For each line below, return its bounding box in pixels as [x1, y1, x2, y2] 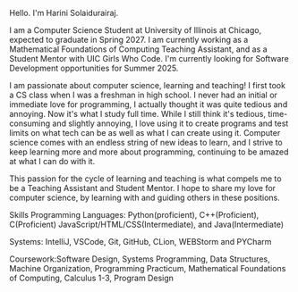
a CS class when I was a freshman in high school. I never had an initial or [9, 89, 277, 100]
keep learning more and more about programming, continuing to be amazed [9, 146, 289, 157]
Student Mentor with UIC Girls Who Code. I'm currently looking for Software [9, 54, 289, 63]
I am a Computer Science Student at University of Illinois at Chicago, [9, 25, 262, 35]
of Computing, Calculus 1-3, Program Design [9, 272, 175, 283]
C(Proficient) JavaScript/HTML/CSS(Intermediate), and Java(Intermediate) [9, 219, 285, 229]
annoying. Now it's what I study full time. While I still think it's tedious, [9, 109, 267, 119]
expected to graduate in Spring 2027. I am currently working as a [9, 35, 249, 45]
